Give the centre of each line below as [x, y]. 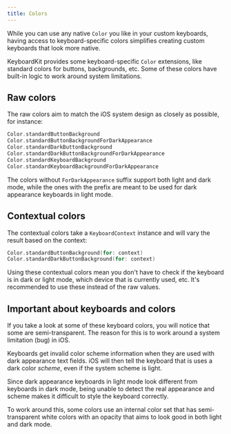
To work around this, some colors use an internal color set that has [102, 410]
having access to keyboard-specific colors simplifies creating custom [106, 40]
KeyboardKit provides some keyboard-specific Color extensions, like [104, 61]
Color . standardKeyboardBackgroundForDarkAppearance [83, 167]
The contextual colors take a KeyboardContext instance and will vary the [109, 233]
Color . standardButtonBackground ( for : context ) [75, 253]
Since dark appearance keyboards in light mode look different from [102, 381]
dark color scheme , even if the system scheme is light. [84, 368]
